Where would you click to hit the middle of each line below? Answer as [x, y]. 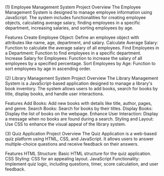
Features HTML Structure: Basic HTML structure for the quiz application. [78, 153]
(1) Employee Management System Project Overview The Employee [73, 7]
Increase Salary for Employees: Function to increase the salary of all [74, 58]
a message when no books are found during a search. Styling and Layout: [80, 119]
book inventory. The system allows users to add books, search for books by [82, 88]
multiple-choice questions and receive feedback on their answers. [72, 144]
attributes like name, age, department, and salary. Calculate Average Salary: [82, 43]
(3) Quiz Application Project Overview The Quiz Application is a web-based [81, 134]
